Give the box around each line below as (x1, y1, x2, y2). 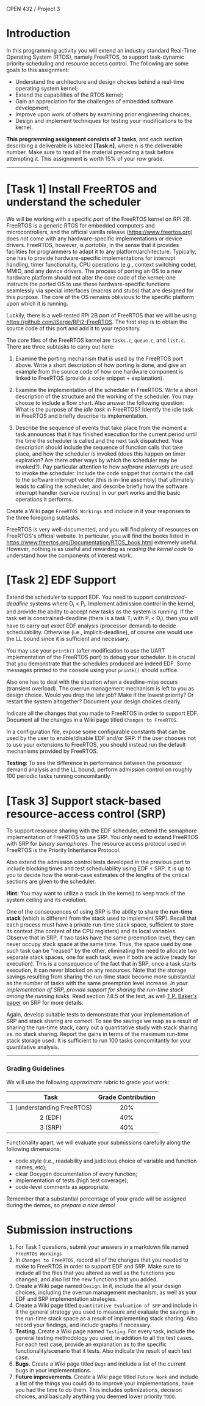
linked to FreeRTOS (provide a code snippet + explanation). (15, 374, 165, 382)
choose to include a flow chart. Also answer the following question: (15, 399, 184, 406)
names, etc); (15, 1163, 47, 1171)
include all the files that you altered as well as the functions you (15, 1269, 175, 1276)
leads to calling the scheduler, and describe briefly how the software (15, 483, 188, 490)
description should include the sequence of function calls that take (15, 443, 184, 451)
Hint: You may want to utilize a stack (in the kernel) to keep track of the (6, 890, 185, 897)
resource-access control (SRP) (6, 807, 166, 821)
